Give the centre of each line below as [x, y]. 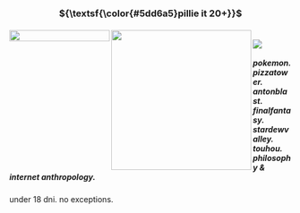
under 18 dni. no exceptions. [61, 199]
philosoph [272, 158]
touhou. [268, 148]
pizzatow [270, 72]
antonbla [270, 91]
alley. [263, 139]
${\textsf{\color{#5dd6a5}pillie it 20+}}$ [150, 13]
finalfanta [272, 110]
